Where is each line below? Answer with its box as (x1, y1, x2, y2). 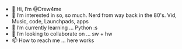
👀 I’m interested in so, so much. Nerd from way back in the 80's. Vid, (11, 12, 177, 19)
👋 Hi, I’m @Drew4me (11, 6, 62, 12)
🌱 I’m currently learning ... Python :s (11, 24, 98, 31)
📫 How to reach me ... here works (11, 37, 94, 44)
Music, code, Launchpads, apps (11, 18, 89, 24)
